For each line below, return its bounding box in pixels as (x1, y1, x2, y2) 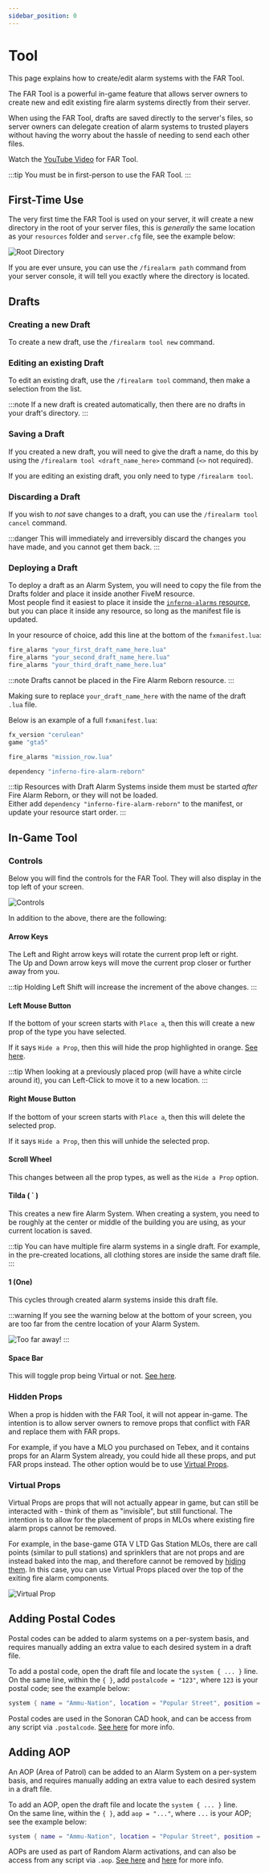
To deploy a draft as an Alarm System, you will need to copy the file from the (8, 581, 262, 590)
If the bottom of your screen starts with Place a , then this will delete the (8, 1112, 246, 1121)
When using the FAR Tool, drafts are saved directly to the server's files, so (8, 113, 254, 122)
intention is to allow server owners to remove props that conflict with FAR (8, 1418, 251, 1428)
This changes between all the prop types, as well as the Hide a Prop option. (8, 1172, 259, 1182)
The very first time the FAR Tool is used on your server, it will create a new (8, 214, 255, 224)
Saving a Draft (8, 429, 65, 440)
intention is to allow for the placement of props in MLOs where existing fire (8, 1515, 255, 1525)
